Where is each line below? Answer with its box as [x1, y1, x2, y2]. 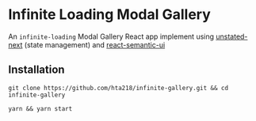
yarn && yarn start [8, 104, 73, 112]
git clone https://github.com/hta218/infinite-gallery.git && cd [8, 84, 228, 92]
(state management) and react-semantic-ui [24, 40, 166, 49]
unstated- [215, 32, 248, 41]
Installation [8, 63, 65, 77]
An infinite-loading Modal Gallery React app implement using [8, 32, 215, 41]
